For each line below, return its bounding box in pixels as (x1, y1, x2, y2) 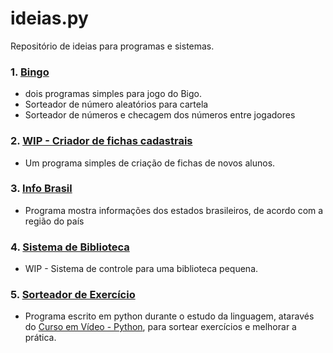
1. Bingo (10, 65, 50, 79)
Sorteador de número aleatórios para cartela (24, 98, 209, 111)
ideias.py (10, 7, 89, 30)
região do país (24, 215, 85, 227)
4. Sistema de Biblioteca (10, 240, 130, 254)
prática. (24, 332, 57, 344)
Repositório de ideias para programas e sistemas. (10, 40, 215, 52)
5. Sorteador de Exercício (10, 288, 136, 302)
